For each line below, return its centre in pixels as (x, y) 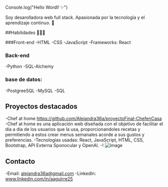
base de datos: (24, 79)
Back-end (17, 55)
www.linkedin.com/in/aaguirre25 (39, 179)
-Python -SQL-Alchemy (30, 66)
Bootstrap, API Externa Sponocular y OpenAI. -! (54, 146)
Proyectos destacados (41, 106)
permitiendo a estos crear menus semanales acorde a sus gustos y (75, 135)
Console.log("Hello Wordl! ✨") (37, 7)
